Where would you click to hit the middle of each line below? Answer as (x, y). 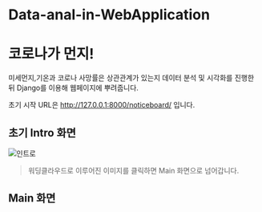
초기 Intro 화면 (42, 133)
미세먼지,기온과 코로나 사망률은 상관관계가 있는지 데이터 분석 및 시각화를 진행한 (131, 78)
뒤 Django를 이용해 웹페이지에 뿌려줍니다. (73, 88)
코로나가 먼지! (51, 54)
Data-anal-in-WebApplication (109, 15)
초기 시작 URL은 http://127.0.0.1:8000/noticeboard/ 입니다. (102, 105)
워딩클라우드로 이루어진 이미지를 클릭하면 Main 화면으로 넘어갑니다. (133, 170)
